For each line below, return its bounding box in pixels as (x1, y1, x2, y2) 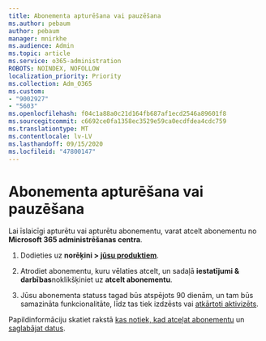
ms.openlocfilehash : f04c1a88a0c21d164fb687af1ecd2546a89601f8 (8, 110, 227, 118)
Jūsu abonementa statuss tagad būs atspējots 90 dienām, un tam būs (19, 291, 254, 301)
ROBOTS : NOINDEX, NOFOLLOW (8, 65, 100, 73)
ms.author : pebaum (8, 19, 71, 28)
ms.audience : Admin (8, 42, 75, 50)
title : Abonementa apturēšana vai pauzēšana (8, 11, 161, 20)
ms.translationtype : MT (8, 125, 89, 133)
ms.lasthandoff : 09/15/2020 (8, 139, 104, 148)
